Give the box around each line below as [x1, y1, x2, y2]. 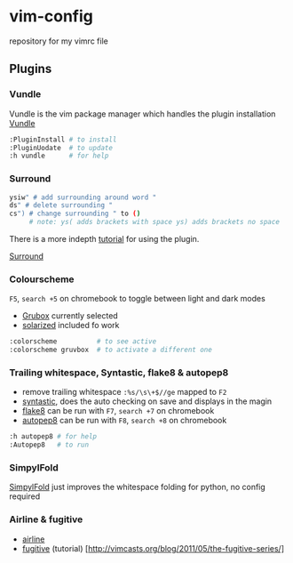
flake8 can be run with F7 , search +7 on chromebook [21, 406, 215, 416]
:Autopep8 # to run [9, 440, 90, 450]
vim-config [9, 6, 93, 27]
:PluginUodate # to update [9, 143, 114, 152]
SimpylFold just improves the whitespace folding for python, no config [9, 482, 266, 493]
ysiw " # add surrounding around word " [9, 193, 157, 202]
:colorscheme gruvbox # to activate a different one [9, 345, 213, 355]
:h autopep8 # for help [9, 432, 98, 441]
